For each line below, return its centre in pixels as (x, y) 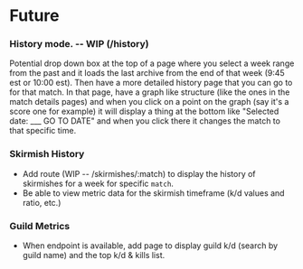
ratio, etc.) (42, 202)
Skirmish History (47, 154)
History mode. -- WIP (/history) (79, 44)
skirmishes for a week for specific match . (98, 183)
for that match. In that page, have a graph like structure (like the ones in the (150, 92)
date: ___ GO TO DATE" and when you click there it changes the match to (145, 121)
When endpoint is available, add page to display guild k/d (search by (150, 246)
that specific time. (43, 131)
